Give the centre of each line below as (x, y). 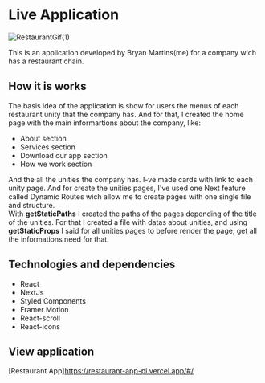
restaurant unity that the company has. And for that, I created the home (126, 114)
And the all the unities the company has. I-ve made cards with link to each (131, 179)
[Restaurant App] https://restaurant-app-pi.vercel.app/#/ (101, 371)
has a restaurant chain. (46, 61)
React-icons (40, 326)
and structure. (32, 205)
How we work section (56, 164)
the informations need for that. (59, 239)
